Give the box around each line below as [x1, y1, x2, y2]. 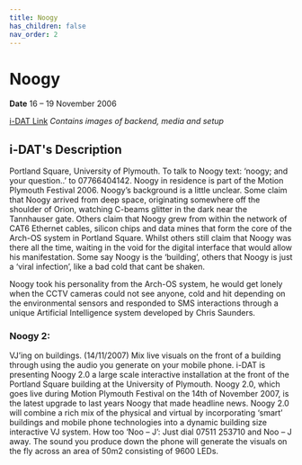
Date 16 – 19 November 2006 [9, 98, 117, 109]
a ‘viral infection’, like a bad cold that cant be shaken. [9, 262, 205, 273]
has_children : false [9, 22, 87, 31]
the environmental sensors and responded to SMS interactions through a [9, 298, 279, 309]
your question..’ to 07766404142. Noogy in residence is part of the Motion [9, 175, 284, 186]
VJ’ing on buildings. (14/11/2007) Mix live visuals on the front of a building [9, 350, 281, 361]
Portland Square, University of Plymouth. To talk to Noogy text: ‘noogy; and [9, 165, 289, 176]
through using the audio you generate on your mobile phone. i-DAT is [9, 360, 266, 371]
